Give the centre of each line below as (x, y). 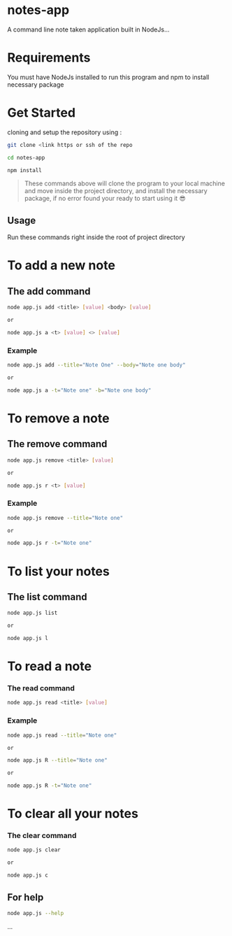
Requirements (49, 58)
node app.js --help (36, 913)
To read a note (50, 666)
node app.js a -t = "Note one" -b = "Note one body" (79, 390)
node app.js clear (34, 850)
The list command (47, 597)
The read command (41, 688)
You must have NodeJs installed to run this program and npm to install (108, 77)
